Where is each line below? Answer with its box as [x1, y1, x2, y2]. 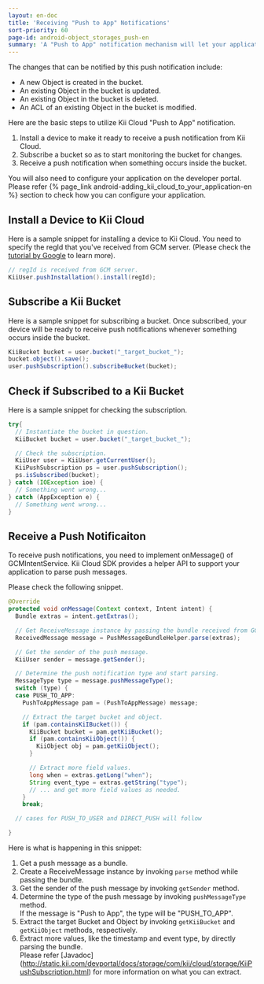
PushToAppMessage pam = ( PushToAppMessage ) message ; [22, 698, 199, 707]
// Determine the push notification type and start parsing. [15, 670, 220, 678]
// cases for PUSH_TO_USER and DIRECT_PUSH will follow [15, 815, 202, 823]
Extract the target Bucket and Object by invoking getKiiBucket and [19, 917, 236, 926]
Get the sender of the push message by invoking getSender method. [19, 883, 240, 893]
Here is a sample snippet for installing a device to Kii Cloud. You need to [8, 234, 242, 243]
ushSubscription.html [19, 967, 89, 976]
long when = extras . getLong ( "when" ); [28, 771, 153, 779]
